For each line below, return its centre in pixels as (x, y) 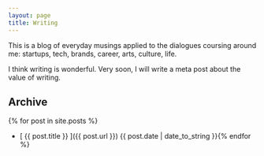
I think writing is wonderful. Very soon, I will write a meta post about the (125, 69)
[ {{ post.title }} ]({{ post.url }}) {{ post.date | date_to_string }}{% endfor (135, 136)
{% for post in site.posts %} (53, 121)
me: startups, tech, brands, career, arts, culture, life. (93, 54)
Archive (28, 102)
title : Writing (33, 23)
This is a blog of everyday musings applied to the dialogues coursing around (132, 45)
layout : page (30, 15)
